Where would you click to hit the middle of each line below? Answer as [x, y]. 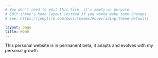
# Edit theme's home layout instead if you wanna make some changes [76, 14]
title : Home [17, 32]
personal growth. [22, 51]
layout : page [18, 27]
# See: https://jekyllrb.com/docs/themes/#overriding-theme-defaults [77, 18]
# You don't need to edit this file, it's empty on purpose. [68, 9]
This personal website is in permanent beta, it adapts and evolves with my [79, 45]
